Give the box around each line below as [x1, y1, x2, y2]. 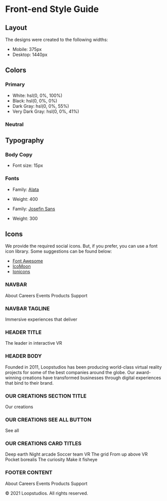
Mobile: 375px [12, 46, 42, 52]
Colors [5, 66, 26, 74]
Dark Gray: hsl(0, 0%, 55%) [12, 103, 69, 109]
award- [136, 369, 151, 375]
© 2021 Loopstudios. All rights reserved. [5, 490, 88, 496]
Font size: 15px [12, 162, 43, 168]
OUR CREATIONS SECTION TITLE [5, 392, 87, 399]
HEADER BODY [5, 353, 42, 360]
